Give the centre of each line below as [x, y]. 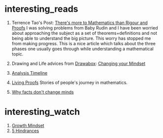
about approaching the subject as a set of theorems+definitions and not [84, 33]
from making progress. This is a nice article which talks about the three [83, 43]
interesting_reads [41, 9]
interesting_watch [42, 112]
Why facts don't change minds [43, 92]
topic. [17, 54]
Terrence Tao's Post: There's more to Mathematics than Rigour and [80, 23]
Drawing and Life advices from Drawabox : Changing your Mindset [79, 63]
